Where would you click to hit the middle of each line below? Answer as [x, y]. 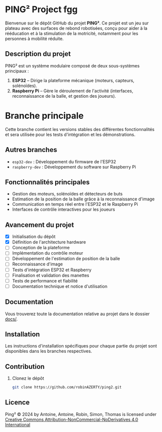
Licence [18, 402]
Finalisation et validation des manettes [51, 275]
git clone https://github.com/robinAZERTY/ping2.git [67, 388]
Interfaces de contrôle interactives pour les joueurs [64, 210]
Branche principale [44, 116]
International [18, 425]
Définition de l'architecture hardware [49, 242]
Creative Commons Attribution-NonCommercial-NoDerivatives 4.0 [71, 419]
